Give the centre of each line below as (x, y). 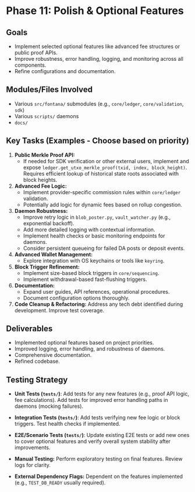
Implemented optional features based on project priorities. (84, 343)
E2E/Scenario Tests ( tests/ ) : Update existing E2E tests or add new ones (102, 435)
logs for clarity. (33, 465)
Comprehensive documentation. (53, 355)
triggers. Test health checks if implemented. (67, 424)
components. (30, 65)
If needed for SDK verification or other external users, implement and (106, 161)
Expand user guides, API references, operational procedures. (96, 291)
